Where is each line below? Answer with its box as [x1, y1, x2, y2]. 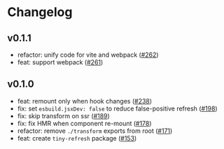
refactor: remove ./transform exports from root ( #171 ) [17, 127, 173, 135]
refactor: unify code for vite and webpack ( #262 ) [17, 50, 159, 59]
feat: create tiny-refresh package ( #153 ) [17, 134, 137, 142]
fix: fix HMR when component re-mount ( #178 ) [17, 119, 152, 127]
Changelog [7, 4, 73, 20]
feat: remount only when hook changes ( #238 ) [17, 97, 153, 105]
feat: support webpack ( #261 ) [17, 58, 104, 66]
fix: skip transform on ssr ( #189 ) [17, 111, 110, 120]
